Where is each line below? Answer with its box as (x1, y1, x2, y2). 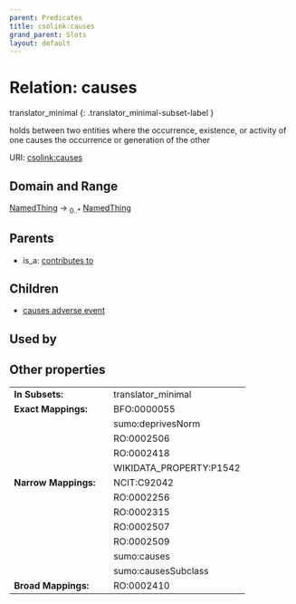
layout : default (9, 38, 71, 48)
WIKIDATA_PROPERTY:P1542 (112, 461, 241, 474)
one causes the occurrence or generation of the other (9, 135, 211, 146)
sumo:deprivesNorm (112, 417, 201, 430)
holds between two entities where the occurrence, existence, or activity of (9, 125, 287, 136)
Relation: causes (9, 78, 138, 98)
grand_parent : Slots (9, 30, 88, 39)
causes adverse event (22, 305, 106, 316)
